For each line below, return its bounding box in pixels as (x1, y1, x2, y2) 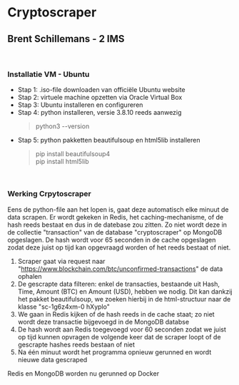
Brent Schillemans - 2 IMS (7, 33, 125, 45)
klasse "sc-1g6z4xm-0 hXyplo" (17, 302, 111, 311)
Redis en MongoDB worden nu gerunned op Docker (7, 369, 159, 378)
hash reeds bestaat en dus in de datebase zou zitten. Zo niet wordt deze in (7, 220, 227, 229)
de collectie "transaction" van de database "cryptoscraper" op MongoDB (7, 227, 223, 236)
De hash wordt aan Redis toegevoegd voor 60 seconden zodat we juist (17, 325, 226, 334)
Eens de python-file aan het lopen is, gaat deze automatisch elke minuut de (7, 205, 230, 214)
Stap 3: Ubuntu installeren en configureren (17, 101, 143, 109)
